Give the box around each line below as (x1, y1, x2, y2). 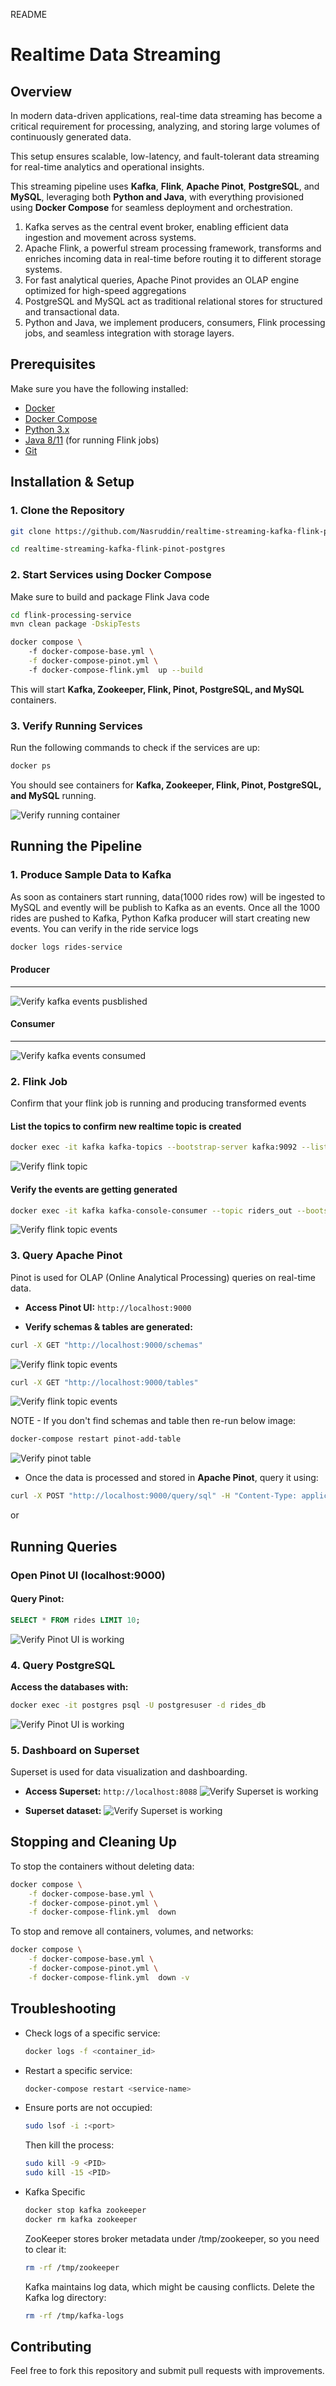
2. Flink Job (10, 1074, 68, 1088)
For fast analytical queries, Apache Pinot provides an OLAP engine (24, 274, 300, 286)
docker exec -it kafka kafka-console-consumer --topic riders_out (10, 1205, 293, 1216)
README (10, 9, 48, 20)
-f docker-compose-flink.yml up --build (28, 665, 203, 675)
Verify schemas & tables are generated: (24, 1320, 193, 1333)
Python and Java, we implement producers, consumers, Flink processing (24, 317, 326, 328)
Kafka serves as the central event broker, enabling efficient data (24, 221, 289, 233)
